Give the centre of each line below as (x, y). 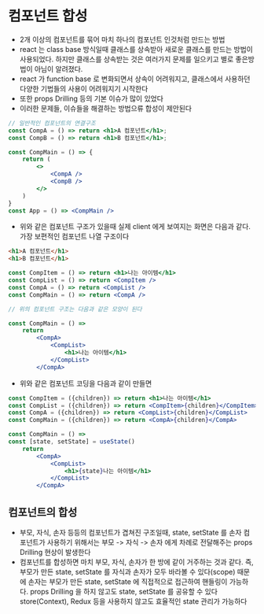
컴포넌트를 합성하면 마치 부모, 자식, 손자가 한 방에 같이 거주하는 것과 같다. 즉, (136, 562)
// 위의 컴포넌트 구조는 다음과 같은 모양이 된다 (75, 309)
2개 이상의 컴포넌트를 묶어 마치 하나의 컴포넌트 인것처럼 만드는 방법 (122, 39)
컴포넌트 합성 (48, 16)
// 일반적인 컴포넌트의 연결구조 (52, 123)
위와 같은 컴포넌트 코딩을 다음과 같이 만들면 (86, 383)
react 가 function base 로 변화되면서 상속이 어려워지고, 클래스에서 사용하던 (135, 79)
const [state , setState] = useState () (71, 442)
